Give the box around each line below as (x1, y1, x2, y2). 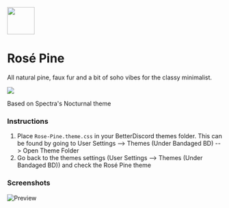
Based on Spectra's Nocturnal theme (7, 99, 111, 107)
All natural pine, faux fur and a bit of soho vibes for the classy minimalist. (7, 73, 213, 81)
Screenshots (7, 178, 51, 187)
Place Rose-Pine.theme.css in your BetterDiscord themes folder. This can (16, 132, 222, 140)
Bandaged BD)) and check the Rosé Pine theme (16, 161, 152, 170)
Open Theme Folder (23, 146, 79, 155)
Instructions (7, 116, 49, 126)
